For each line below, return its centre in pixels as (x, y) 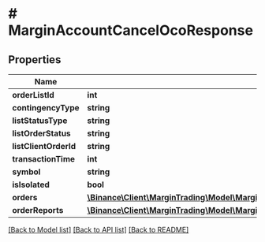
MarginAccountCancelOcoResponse (131, 30)
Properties (35, 60)
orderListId (34, 95)
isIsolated (31, 184)
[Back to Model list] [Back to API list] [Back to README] (99, 230)
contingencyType (46, 108)
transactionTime (44, 159)
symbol (26, 172)
